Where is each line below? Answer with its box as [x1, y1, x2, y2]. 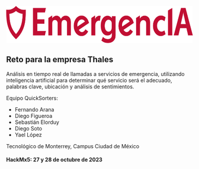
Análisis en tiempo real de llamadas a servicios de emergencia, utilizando [6, 70, 185, 77]
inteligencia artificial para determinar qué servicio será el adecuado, [6, 76, 173, 84]
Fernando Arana [14, 106, 54, 113]
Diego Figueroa [14, 112, 53, 119]
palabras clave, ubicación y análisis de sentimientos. [6, 83, 134, 90]
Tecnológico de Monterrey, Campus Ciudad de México [6, 142, 140, 149]
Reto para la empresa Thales [6, 55, 114, 65]
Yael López [14, 131, 43, 138]
